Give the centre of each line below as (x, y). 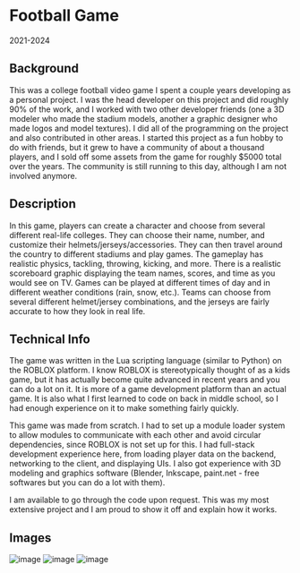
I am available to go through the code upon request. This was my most (139, 500)
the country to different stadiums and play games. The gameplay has (137, 254)
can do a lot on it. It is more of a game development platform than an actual (148, 389)
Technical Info (50, 339)
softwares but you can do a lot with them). (87, 483)
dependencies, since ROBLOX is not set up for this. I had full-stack (132, 445)
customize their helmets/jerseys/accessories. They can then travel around (146, 244)
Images (30, 538)
